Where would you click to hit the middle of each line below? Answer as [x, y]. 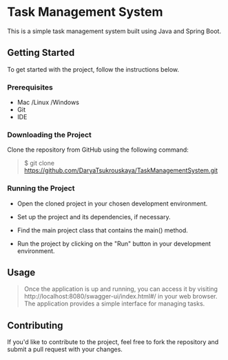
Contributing [35, 325]
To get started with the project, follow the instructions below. [93, 69]
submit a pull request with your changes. [65, 350]
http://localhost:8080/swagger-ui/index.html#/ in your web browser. [121, 297]
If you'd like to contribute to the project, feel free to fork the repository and [113, 342]
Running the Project [41, 188]
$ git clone [39, 163]
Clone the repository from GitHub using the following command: [98, 150]
